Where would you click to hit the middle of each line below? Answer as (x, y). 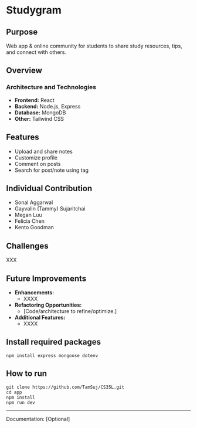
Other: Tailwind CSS (39, 118)
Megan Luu (28, 215)
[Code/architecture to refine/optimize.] (70, 311)
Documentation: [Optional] (38, 419)
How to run (27, 374)
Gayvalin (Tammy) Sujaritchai (50, 209)
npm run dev (21, 402)
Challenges (27, 246)
